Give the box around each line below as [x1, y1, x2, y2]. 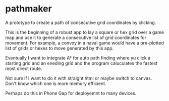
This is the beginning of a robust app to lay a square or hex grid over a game [5, 29, 164, 35]
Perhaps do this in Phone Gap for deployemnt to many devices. [5, 90, 137, 96]
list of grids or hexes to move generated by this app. [5, 45, 114, 51]
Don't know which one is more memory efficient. [5, 80, 106, 86]
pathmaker [5, 3, 52, 14]
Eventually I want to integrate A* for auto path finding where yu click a [5, 54, 151, 60]
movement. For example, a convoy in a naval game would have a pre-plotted [5, 39, 164, 45]
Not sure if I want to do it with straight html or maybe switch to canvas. [5, 75, 152, 81]
